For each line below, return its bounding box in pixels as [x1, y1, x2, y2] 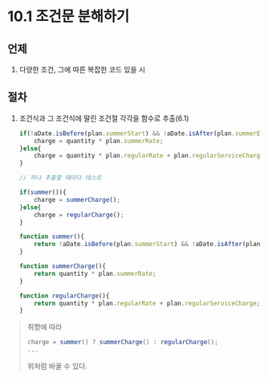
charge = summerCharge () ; [34, 195, 121, 203]
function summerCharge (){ [18, 262, 106, 270]
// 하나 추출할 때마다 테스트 [18, 174, 102, 182]
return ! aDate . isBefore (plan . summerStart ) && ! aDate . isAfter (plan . [34, 240, 264, 249]
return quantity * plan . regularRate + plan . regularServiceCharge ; [34, 299, 261, 307]
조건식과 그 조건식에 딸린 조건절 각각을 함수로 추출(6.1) [18, 113, 189, 123]
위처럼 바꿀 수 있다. [26, 361, 87, 371]
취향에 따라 [26, 323, 63, 332]
